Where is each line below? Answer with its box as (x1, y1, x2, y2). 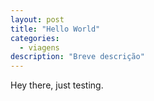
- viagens (19, 42, 60, 53)
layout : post (10, 14, 65, 25)
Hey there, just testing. (10, 79, 104, 91)
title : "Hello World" (10, 24, 101, 34)
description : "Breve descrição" (10, 52, 145, 62)
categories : (10, 33, 60, 43)
